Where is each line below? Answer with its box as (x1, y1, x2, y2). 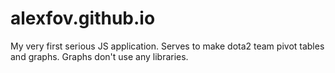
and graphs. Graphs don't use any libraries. (10, 50, 189, 62)
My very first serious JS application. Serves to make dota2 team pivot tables (10, 40, 325, 52)
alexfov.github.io (10, 7, 156, 30)
